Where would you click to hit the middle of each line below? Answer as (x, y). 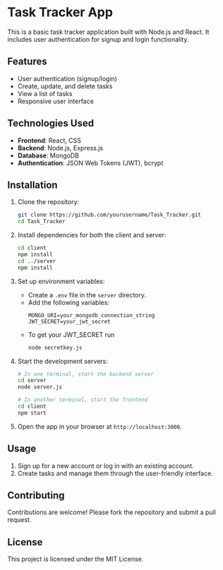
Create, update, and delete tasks (65, 86)
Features (27, 62)
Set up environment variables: (61, 281)
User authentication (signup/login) (67, 78)
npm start (32, 413)
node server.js (40, 387)
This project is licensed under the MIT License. (76, 559)
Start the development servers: (62, 361)
